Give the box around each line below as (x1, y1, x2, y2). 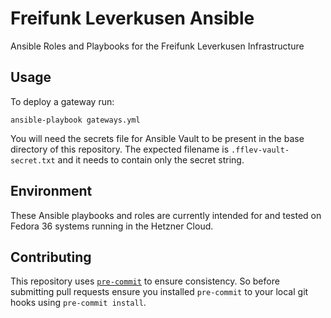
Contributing (10, 248, 92, 266)
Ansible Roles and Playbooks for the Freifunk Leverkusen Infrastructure (10, 40, 305, 52)
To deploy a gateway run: (10, 95, 115, 107)
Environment (10, 183, 93, 200)
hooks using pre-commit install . (10, 297, 147, 309)
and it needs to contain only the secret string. (57, 153, 245, 166)
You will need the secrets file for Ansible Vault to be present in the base (10, 132, 305, 144)
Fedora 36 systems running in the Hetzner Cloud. (10, 220, 214, 232)
